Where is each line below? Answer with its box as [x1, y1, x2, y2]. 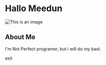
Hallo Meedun [5, 3, 63, 14]
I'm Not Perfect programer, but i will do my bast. [5, 46, 101, 51]
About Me [5, 33, 35, 41]
